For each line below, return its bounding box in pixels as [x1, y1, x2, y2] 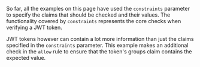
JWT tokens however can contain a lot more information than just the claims [6, 36, 194, 42]
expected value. [6, 55, 46, 61]
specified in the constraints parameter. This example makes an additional [6, 42, 189, 49]
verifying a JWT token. [6, 24, 63, 31]
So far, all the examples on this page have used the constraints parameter [6, 5, 190, 12]
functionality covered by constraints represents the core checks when [6, 18, 181, 24]
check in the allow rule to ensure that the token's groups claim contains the [6, 48, 192, 55]
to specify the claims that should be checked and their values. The [6, 11, 171, 18]
